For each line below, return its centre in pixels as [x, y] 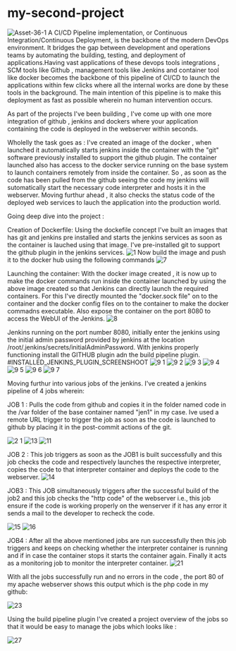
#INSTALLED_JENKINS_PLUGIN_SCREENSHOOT [78, 362]
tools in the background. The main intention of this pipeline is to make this [114, 92]
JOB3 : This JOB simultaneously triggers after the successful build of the [113, 490]
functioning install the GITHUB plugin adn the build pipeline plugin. [104, 354]
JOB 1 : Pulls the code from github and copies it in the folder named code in [117, 405]
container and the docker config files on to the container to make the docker [118, 303]
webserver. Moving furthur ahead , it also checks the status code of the [111, 195]
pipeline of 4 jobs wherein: [46, 390]
